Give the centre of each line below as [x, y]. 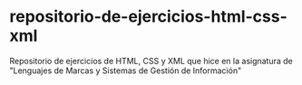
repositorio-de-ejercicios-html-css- [149, 17]
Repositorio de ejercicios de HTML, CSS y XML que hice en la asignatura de [151, 61]
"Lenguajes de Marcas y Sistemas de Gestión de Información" [126, 71]
